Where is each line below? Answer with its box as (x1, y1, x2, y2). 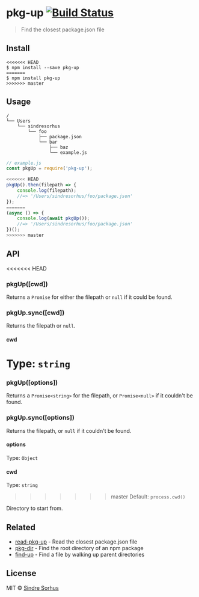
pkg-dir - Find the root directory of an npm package (14, 544, 144, 551)
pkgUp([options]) (6, 379, 58, 387)
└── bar (38, 139, 58, 145)
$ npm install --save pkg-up (6, 64, 79, 70)
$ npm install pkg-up (6, 75, 61, 81)
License (6, 568, 37, 578)
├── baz (49, 144, 69, 150)
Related (6, 522, 36, 532)
